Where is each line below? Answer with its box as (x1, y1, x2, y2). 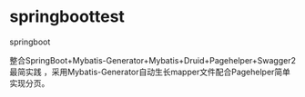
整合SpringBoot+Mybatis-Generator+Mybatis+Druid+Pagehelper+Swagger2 (9, 54, 297, 65)
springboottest (9, 6, 126, 27)
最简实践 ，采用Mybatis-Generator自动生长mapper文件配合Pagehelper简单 (9, 66, 291, 77)
